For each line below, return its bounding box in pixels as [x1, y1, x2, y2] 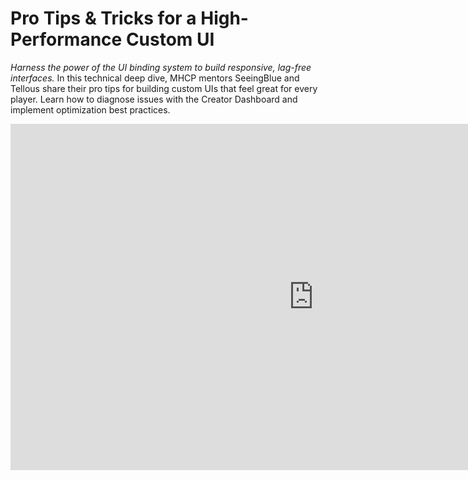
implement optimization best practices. [10, 103, 171, 116]
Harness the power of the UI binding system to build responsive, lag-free [10, 61, 312, 73]
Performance [10, 28, 123, 51]
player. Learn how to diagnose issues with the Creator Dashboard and [10, 93, 298, 105]
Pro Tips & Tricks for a [10, 7, 197, 30]
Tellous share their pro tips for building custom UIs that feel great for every [10, 82, 318, 94]
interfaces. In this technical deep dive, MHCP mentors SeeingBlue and [10, 72, 300, 84]
